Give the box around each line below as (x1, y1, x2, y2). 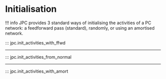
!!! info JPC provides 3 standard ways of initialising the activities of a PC (5, 20, 152, 26)
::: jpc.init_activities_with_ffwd (5, 39, 66, 45)
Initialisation (5, 3, 57, 15)
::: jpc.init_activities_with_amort (5, 68, 68, 74)
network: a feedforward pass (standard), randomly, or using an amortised (5, 25, 155, 31)
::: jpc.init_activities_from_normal (5, 54, 72, 60)
